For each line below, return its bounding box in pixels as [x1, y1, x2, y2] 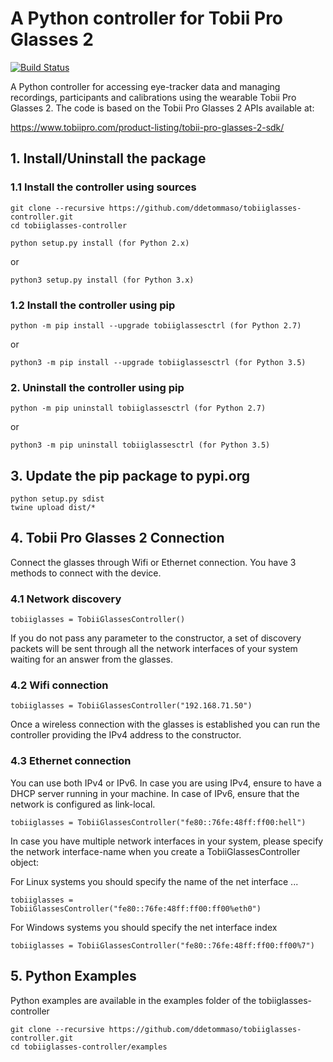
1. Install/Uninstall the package [10, 150, 207, 167]
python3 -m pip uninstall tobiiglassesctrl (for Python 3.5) [10, 440, 271, 451]
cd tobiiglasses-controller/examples [10, 1042, 168, 1052]
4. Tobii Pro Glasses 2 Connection [10, 530, 225, 547]
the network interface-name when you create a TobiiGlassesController [10, 845, 301, 857]
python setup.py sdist [10, 494, 105, 504]
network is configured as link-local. [10, 798, 156, 810]
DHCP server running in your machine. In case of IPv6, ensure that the [10, 787, 300, 799]
